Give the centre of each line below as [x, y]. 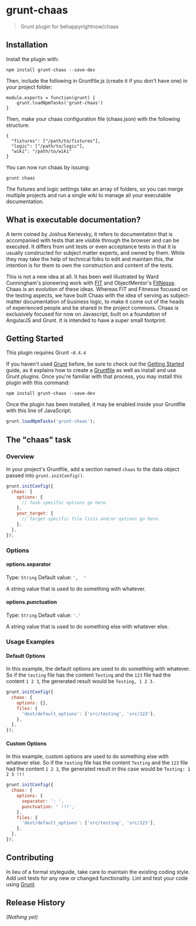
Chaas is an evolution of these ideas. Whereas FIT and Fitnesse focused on [97, 289]
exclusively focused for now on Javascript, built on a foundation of [86, 314]
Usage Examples [30, 641]
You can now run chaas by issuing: [48, 167]
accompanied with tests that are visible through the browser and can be [93, 240]
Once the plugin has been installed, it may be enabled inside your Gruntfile [96, 404]
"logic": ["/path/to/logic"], [48, 146]
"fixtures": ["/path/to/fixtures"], [56, 141]
